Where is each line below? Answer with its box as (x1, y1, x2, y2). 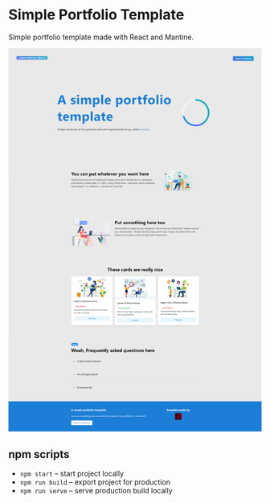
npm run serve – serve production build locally (19, 486, 173, 496)
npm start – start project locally (19, 468, 125, 479)
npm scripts (8, 448, 70, 461)
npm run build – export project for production (19, 477, 171, 487)
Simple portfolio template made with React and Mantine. (8, 32, 194, 42)
